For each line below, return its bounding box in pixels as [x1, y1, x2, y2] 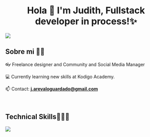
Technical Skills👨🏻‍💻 [5, 112, 70, 121]
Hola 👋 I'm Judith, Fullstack [27, 5, 145, 16]
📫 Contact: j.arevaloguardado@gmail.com [5, 86, 98, 92]
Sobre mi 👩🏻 [5, 47, 45, 56]
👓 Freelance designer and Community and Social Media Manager [5, 61, 145, 67]
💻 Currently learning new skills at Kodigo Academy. [5, 73, 115, 80]
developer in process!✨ [35, 15, 137, 27]
